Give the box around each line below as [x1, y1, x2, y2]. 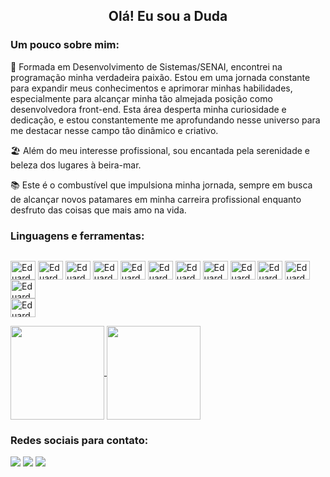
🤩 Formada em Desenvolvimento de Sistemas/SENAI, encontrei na [10, 60, 283, 73]
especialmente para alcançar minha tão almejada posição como [10, 92, 273, 104]
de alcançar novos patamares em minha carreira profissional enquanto [10, 193, 302, 205]
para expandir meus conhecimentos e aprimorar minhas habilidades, [10, 82, 293, 94]
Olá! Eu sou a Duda [108, 8, 228, 25]
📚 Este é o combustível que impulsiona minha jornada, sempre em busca [10, 179, 313, 191]
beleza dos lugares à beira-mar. [10, 159, 142, 171]
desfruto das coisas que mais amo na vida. [10, 204, 187, 216]
